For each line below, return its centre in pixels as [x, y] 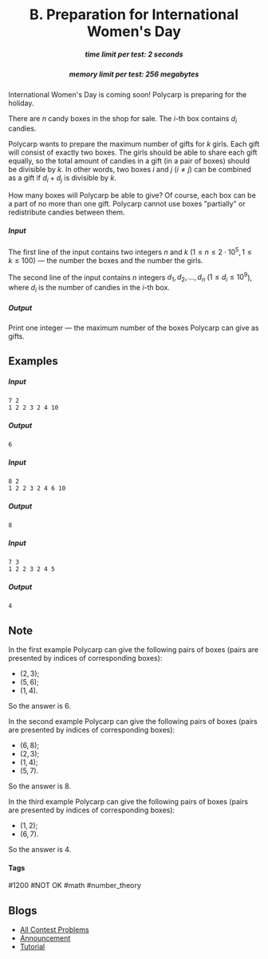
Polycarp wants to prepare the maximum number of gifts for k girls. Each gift [134, 144]
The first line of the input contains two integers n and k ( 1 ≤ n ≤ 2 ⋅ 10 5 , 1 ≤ [130, 251]
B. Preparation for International [134, 15]
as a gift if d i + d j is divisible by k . [63, 179]
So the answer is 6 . [40, 705]
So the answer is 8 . [40, 786]
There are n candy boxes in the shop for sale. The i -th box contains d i [123, 119]
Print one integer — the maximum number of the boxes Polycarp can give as [134, 328]
